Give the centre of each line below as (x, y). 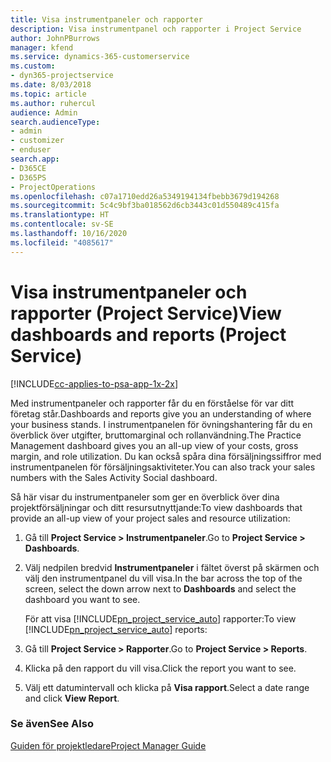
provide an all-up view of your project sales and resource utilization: (150, 518)
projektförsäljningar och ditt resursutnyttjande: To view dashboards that (156, 507)
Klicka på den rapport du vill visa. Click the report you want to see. (160, 668)
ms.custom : (33, 66)
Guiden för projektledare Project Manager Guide (108, 745)
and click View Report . (72, 698)
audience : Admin (44, 112)
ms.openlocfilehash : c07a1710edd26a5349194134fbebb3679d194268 (145, 196)
